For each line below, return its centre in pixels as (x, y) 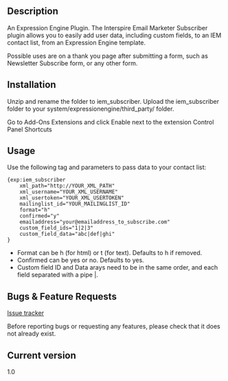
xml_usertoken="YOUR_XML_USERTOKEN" (72, 198)
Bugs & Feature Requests (62, 296)
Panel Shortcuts (30, 129)
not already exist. (32, 334)
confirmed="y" (39, 216)
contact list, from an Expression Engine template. (77, 42)
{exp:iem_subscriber (37, 180)
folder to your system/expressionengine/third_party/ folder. (91, 109)
